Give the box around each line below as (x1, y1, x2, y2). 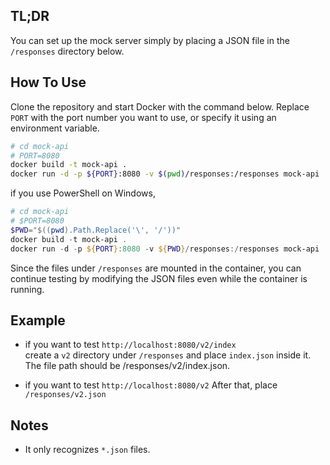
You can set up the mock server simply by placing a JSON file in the (10, 34, 290, 46)
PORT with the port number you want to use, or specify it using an (10, 111, 277, 123)
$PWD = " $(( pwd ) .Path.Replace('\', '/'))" (10, 225, 182, 235)
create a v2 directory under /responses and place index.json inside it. (24, 349, 312, 361)
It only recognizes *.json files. (24, 444, 151, 456)
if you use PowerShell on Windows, (10, 187, 156, 199)
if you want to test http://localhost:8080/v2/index (24, 339, 237, 351)
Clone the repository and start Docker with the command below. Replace (10, 100, 310, 113)
